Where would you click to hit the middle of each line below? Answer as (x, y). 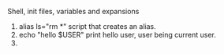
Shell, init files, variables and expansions (73, 11)
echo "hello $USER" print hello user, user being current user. (117, 35)
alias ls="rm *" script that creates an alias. (87, 26)
